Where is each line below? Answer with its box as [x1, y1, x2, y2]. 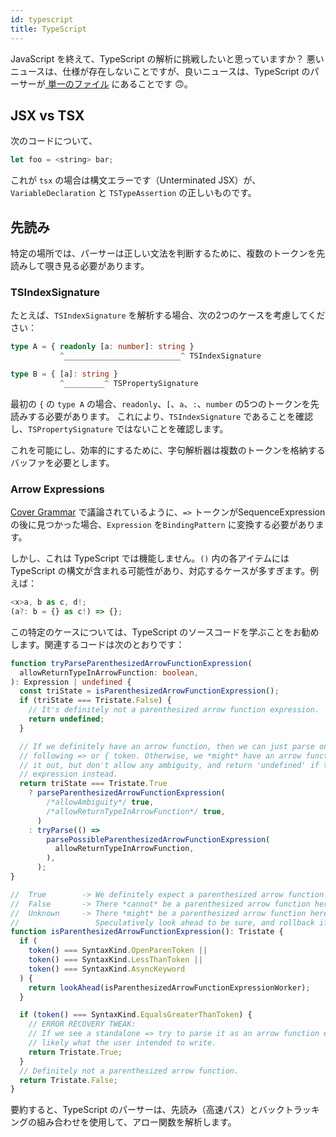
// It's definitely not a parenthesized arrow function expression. [28, 705, 320, 715]
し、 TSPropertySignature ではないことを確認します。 [10, 422, 229, 435]
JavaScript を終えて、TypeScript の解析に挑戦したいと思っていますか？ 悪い [10, 52, 325, 65]
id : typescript [10, 14, 74, 25]
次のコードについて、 [10, 135, 98, 147]
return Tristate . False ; [19, 1075, 118, 1085]
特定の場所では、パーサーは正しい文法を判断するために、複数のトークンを [10, 247, 317, 259]
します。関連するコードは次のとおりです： [10, 638, 185, 650]
